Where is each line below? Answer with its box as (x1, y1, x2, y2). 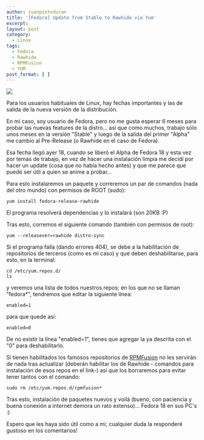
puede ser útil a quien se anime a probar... (6, 168, 112, 176)
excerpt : (6, 20, 29, 26)
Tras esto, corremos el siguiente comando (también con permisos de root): (6, 221, 195, 229)
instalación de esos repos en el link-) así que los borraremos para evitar (6, 367, 186, 374)
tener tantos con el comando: (6, 373, 80, 381)
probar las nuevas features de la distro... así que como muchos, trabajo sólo (6, 124, 197, 132)
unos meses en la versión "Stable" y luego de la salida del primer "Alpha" (6, 130, 190, 138)
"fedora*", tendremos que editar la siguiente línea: (6, 291, 132, 298)
